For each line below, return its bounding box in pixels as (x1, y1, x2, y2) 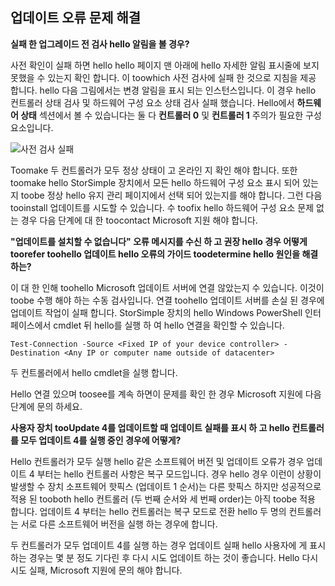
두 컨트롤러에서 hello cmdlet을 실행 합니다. (10, 366, 178, 378)
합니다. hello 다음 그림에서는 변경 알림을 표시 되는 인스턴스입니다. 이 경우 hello (10, 84, 317, 96)
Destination (10, 348, 60, 358)
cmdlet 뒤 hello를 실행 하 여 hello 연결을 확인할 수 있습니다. (53, 319, 285, 331)
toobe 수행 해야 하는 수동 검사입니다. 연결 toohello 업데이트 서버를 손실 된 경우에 (10, 294, 325, 306)
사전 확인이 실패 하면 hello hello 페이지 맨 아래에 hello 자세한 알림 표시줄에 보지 (10, 59, 320, 71)
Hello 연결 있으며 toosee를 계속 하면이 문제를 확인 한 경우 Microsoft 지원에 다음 (10, 388, 322, 400)
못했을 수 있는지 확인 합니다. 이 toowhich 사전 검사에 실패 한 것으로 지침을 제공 (10, 71, 317, 83)
